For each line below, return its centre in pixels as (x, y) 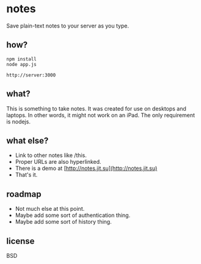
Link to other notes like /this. (51, 155)
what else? (27, 140)
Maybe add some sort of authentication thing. (73, 215)
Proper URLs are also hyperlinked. (58, 162)
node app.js (21, 64)
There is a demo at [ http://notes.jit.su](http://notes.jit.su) (86, 168)
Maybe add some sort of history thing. (63, 222)
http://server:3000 (31, 75)
